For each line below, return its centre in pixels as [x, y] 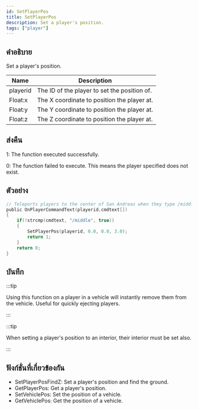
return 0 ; [29, 248]
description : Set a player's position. [55, 22]
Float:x [19, 100]
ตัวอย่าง [17, 191]
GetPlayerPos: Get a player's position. [61, 388]
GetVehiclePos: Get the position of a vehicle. [69, 401]
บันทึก [15, 272]
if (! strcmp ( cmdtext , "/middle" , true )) [66, 221]
